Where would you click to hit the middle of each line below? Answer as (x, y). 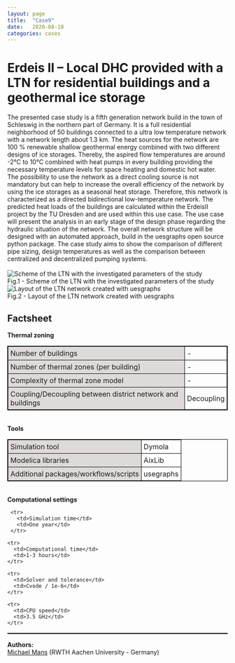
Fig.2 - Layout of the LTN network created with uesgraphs (91, 296)
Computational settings (42, 500)
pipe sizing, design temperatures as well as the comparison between (106, 252)
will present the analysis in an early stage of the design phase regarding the (116, 222)
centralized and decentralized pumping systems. (78, 259)
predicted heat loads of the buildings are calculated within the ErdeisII (108, 207)
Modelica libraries (40, 460)
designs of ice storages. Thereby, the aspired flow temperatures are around (116, 154)
